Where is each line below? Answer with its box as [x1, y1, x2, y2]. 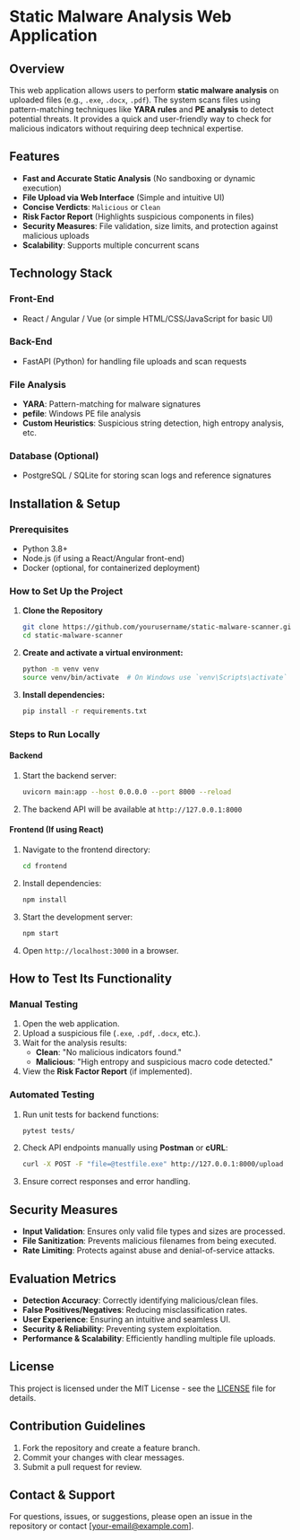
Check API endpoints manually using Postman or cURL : [21, 1142, 228, 1153]
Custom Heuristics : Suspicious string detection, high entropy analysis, [21, 418, 285, 428]
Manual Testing [9, 998, 79, 1010]
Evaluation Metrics [9, 1271, 116, 1286]
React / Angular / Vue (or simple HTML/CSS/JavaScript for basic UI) [21, 312, 273, 324]
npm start [21, 928, 60, 937]
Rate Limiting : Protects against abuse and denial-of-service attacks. [21, 1245, 276, 1256]
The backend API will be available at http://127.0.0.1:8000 [21, 804, 243, 814]
